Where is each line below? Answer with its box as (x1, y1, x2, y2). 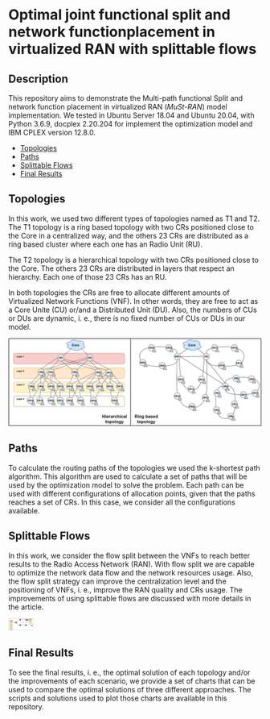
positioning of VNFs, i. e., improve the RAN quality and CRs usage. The (8, 584, 243, 594)
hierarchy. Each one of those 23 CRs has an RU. (8, 272, 167, 281)
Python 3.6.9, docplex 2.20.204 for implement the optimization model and (8, 119, 253, 128)
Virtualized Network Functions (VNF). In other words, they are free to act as (8, 296, 259, 305)
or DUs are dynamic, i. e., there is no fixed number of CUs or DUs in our (8, 313, 246, 323)
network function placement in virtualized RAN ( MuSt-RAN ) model (8, 102, 227, 111)
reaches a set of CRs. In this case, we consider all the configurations (8, 497, 235, 507)
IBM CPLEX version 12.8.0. (8, 127, 96, 137)
